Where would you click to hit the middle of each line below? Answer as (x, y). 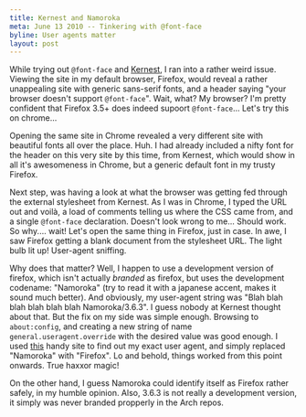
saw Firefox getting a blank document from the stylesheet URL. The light (146, 241)
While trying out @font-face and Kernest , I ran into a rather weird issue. (143, 69)
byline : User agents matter (63, 35)
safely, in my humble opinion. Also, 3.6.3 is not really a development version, (153, 393)
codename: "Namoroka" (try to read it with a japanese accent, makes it (143, 288)
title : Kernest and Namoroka (65, 18)
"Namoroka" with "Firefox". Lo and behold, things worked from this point (146, 356)
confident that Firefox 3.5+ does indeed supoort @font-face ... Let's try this (149, 108)
